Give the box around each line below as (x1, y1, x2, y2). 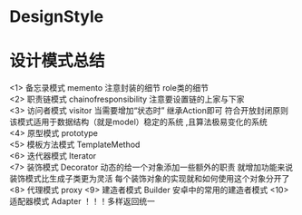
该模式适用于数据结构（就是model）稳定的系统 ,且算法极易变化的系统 (9, 116, 268, 128)
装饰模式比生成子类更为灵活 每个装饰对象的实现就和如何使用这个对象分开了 (9, 173, 290, 184)
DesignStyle (9, 6, 104, 27)
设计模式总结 (9, 51, 106, 72)
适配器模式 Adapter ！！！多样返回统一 (9, 196, 156, 207)
